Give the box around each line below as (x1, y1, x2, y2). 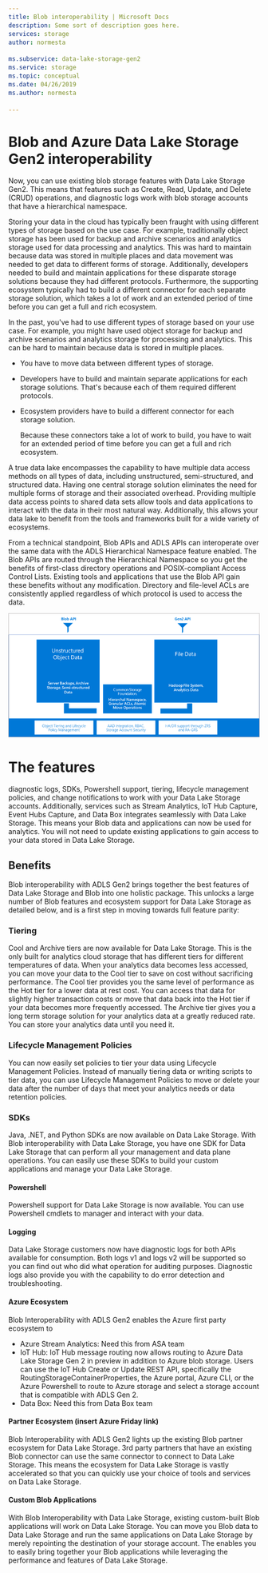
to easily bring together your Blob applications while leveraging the (8, 1547, 229, 1556)
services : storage (8, 30, 69, 38)
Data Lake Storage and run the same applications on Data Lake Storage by (8, 1530, 254, 1539)
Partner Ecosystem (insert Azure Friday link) (8, 1416, 160, 1427)
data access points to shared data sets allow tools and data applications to (8, 497, 254, 507)
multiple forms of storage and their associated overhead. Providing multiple (8, 489, 257, 498)
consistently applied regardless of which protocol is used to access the (8, 589, 242, 599)
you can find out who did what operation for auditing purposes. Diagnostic (8, 1262, 253, 1272)
